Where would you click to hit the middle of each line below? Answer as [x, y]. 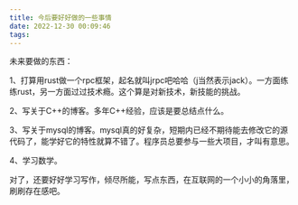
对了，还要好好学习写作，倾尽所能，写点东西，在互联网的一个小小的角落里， [152, 180]
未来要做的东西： [41, 61]
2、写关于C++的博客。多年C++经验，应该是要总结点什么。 [119, 111]
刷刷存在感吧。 [37, 191]
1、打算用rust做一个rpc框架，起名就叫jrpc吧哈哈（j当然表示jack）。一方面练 [149, 80]
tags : [19, 34]
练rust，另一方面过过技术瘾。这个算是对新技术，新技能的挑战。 [127, 92]
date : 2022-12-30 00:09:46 [60, 26]
